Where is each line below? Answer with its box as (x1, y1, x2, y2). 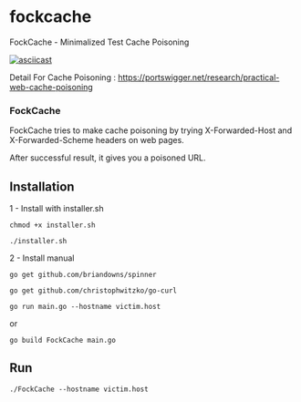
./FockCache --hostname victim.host (9, 385, 149, 394)
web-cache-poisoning (9, 81, 93, 92)
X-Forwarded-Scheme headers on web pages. (9, 135, 184, 146)
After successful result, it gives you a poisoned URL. (9, 152, 207, 163)
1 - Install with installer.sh (9, 203, 104, 214)
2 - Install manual (9, 253, 75, 263)
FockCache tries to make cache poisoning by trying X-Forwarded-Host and (9, 125, 293, 136)
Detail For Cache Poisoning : (9, 71, 117, 83)
